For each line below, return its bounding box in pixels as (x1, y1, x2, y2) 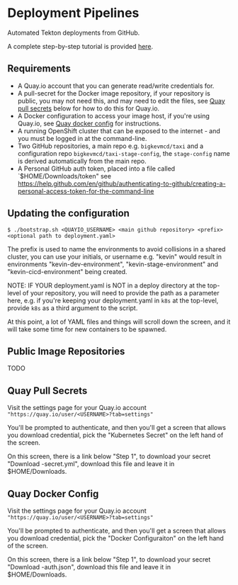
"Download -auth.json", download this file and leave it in (7, 563, 171, 571)
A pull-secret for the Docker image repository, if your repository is (17, 89, 210, 97)
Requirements (7, 62, 71, 75)
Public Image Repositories (7, 345, 125, 357)
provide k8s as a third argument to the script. (7, 303, 138, 312)
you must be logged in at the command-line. (17, 134, 147, 142)
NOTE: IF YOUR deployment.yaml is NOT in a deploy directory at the (7, 281, 206, 290)
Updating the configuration (7, 208, 130, 220)
